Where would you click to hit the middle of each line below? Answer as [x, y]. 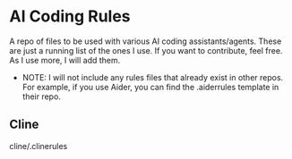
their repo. [41, 96]
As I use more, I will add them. [65, 60]
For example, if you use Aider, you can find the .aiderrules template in [150, 87]
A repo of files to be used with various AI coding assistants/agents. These [146, 41]
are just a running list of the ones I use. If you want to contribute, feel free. [146, 50]
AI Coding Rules [70, 17]
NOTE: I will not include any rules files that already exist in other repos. [153, 77]
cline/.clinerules [39, 146]
